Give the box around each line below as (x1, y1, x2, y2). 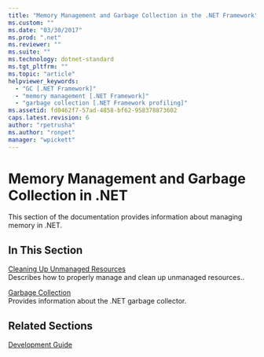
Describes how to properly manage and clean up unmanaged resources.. (8, 273, 245, 282)
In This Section (8, 243, 83, 256)
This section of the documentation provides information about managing (8, 212, 243, 222)
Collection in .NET (8, 186, 128, 204)
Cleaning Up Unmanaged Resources (8, 264, 126, 274)
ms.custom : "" (8, 19, 55, 27)
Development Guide (8, 340, 73, 350)
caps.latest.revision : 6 (8, 114, 90, 122)
